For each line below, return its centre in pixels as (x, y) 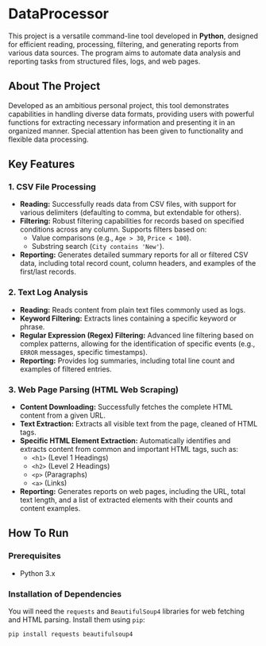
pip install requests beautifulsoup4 (71, 634)
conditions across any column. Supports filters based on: (113, 230)
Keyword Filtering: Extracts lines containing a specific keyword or (128, 318)
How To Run (39, 533)
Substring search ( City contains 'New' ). (98, 247)
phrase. (32, 326)
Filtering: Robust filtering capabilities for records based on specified (132, 221)
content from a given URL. (62, 415)
